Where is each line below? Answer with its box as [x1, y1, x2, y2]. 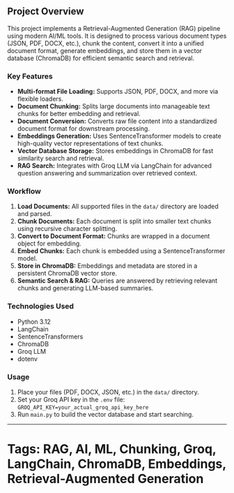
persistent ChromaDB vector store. [17, 269, 117, 278]
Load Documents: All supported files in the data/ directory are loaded [17, 202, 219, 210]
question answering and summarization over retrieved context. [17, 169, 198, 178]
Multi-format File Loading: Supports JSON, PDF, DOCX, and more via [17, 87, 219, 96]
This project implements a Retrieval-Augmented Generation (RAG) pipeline [7, 24, 221, 32]
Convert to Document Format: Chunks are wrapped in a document [17, 232, 210, 241]
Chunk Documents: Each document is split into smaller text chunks [17, 217, 212, 226]
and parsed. [17, 210, 52, 218]
